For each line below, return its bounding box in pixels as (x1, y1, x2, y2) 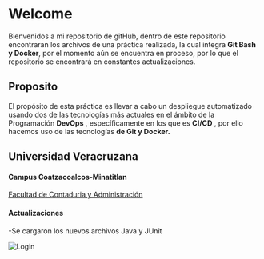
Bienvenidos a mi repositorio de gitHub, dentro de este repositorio (8, 31, 226, 41)
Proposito (8, 80, 58, 94)
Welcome (8, 5, 73, 23)
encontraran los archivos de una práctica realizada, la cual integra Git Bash (8, 39, 257, 49)
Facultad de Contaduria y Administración (8, 189, 143, 200)
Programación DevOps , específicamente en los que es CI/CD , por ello (8, 118, 244, 128)
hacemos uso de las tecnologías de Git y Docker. (8, 126, 170, 136)
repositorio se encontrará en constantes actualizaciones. (8, 57, 196, 66)
